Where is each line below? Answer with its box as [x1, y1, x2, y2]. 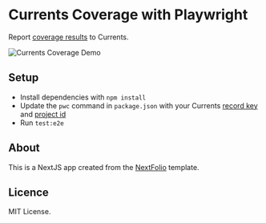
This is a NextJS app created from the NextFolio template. [8, 162, 199, 172]
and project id [19, 109, 66, 119]
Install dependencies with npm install [19, 92, 147, 102]
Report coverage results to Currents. [8, 32, 129, 42]
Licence [8, 185, 50, 199]
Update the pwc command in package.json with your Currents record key [19, 100, 258, 110]
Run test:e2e [19, 118, 64, 128]
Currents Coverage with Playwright [8, 6, 248, 24]
